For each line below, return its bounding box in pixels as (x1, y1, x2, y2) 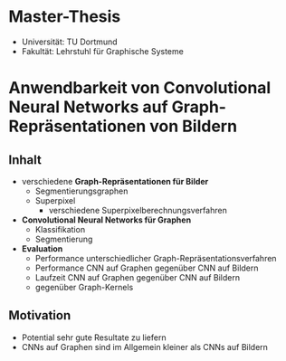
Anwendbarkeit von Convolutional (8, 78, 272, 99)
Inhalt (8, 152, 42, 167)
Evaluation (21, 242, 63, 254)
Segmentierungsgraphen (34, 185, 129, 196)
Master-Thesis (8, 6, 121, 27)
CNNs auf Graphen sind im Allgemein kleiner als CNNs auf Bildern (21, 341, 269, 352)
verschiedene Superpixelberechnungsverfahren (48, 204, 227, 215)
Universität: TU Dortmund (21, 36, 119, 47)
